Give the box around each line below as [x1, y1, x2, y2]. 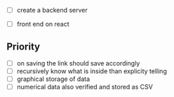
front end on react [16, 20, 69, 29]
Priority [6, 40, 40, 52]
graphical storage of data [16, 75, 91, 83]
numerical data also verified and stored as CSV [16, 83, 154, 91]
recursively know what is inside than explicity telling [16, 67, 168, 75]
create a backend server [16, 6, 88, 14]
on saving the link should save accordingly [16, 59, 140, 67]
